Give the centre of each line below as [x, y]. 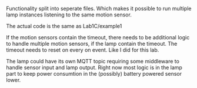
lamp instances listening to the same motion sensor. [69, 15]
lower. [14, 80]
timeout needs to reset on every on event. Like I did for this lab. [83, 50]
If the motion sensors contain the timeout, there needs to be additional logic [98, 37]
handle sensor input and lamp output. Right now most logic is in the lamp [94, 67]
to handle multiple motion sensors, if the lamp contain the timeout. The [92, 44]
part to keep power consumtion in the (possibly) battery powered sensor [94, 74]
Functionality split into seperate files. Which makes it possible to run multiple [99, 9]
